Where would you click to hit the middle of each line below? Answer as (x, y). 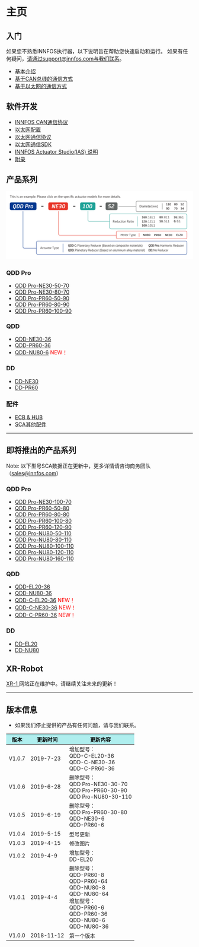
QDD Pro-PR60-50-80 (42, 508)
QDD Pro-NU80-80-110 (43, 540)
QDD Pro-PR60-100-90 (43, 311)
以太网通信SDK (33, 144)
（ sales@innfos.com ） (34, 473)
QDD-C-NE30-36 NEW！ (45, 608)
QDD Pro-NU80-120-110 (44, 552)
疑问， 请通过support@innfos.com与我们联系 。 (68, 59)
